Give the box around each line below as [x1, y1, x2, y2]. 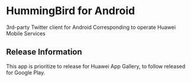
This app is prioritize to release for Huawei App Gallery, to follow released [6, 63, 186, 70]
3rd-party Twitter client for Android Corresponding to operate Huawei [6, 24, 176, 31]
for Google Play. [6, 69, 46, 76]
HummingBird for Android [6, 4, 135, 18]
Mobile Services [6, 29, 46, 37]
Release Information [6, 47, 83, 57]
